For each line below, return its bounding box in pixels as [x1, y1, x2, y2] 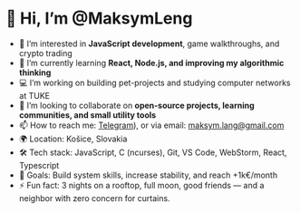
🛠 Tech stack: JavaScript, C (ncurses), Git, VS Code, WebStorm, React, [18, 147, 287, 158]
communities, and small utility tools [18, 109, 157, 121]
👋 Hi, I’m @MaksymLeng [5, 8, 193, 29]
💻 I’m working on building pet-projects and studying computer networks [18, 77, 291, 88]
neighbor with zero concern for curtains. [18, 192, 170, 203]
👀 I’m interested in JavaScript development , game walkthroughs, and [18, 38, 280, 49]
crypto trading [18, 47, 73, 58]
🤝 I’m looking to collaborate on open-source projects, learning [18, 100, 255, 111]
